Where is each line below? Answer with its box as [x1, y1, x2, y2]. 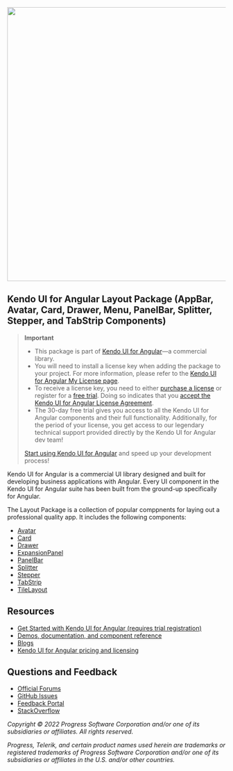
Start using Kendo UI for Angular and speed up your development [24, 449, 212, 457]
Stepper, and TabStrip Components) [7, 315, 166, 327]
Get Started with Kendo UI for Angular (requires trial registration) [17, 624, 202, 632]
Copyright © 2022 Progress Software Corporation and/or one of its [7, 720, 200, 729]
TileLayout [17, 585, 48, 593]
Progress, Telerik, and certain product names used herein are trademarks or [7, 741, 226, 749]
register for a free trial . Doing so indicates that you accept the [34, 391, 211, 399]
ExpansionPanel [17, 548, 64, 556]
